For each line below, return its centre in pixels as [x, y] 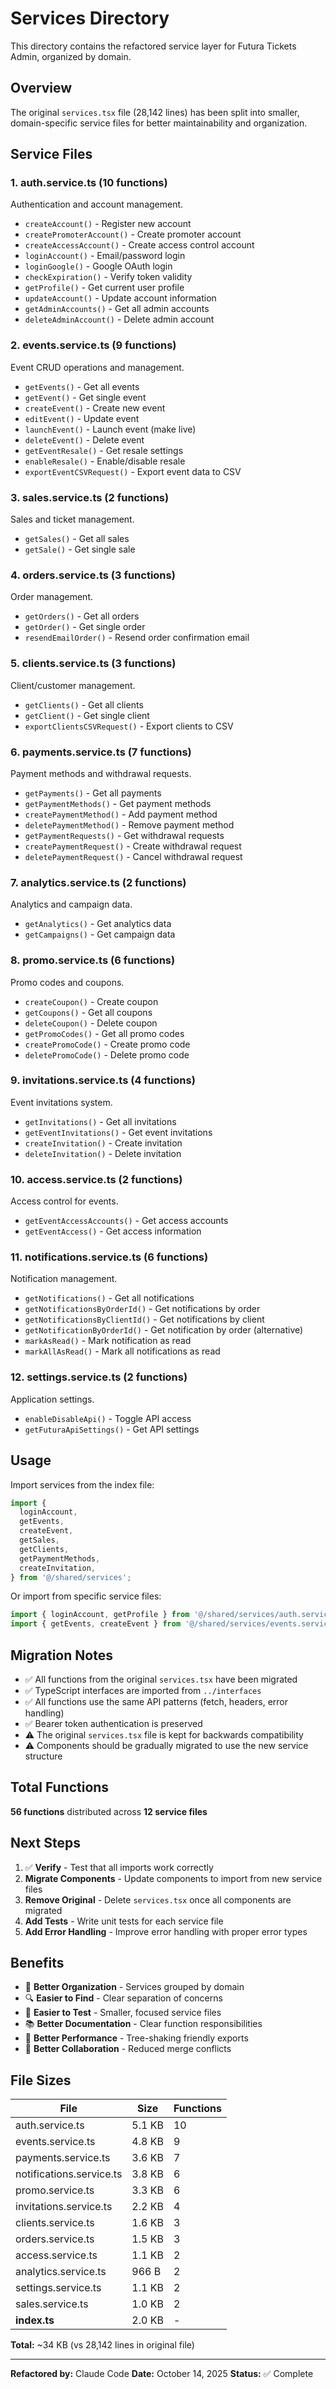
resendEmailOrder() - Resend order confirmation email [137, 638]
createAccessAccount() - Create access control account [139, 245]
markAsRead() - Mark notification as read [108, 1341]
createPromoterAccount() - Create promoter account [133, 234]
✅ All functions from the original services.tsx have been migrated [161, 1679]
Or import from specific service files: [86, 1596]
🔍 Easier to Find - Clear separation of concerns [123, 1998]
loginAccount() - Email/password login [105, 256]
